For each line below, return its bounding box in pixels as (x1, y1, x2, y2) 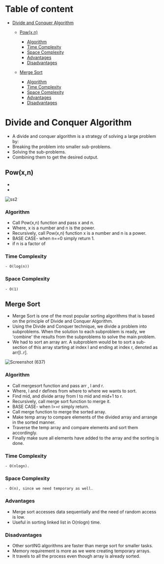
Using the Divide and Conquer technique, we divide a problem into (12, 323, 147, 329)
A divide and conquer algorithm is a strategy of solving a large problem (12, 133, 156, 139)
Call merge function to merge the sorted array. (12, 408, 107, 414)
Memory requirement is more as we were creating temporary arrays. (12, 548, 151, 554)
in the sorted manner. (12, 419, 56, 425)
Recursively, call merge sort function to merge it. (12, 398, 111, 404)
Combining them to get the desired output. (12, 154, 99, 160)
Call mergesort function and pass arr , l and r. (12, 382, 104, 388)
